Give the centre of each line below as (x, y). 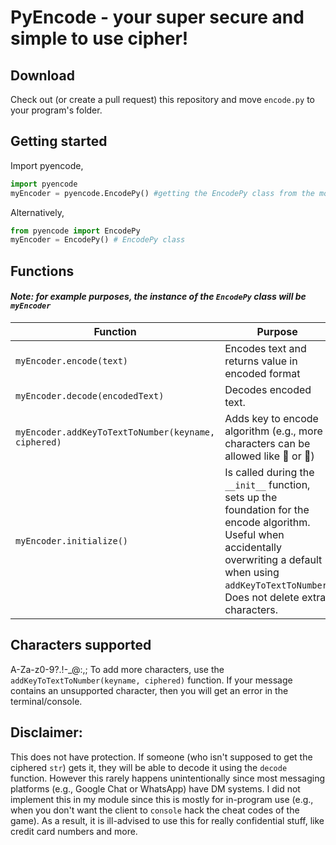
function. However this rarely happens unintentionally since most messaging (168, 778)
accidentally (253, 547)
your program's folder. (56, 110)
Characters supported (81, 645)
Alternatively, (37, 212)
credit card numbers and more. (74, 831)
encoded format (262, 373)
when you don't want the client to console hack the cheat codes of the (155, 810)
